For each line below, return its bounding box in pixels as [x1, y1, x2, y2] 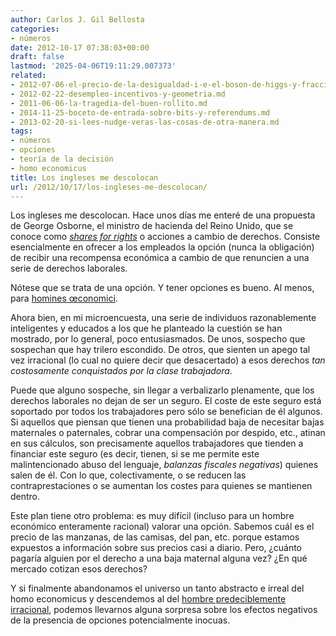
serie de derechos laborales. [10, 262, 128, 275]
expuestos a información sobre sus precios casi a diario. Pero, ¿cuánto [10, 542, 302, 554]
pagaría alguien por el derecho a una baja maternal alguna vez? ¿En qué [10, 552, 308, 565]
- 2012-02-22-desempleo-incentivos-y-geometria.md [10, 89, 226, 99]
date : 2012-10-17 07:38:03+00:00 [10, 42, 150, 53]
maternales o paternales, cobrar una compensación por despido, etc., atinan [10, 427, 326, 439]
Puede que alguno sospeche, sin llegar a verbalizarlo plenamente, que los [10, 384, 315, 396]
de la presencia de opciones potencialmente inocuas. [10, 614, 231, 626]
